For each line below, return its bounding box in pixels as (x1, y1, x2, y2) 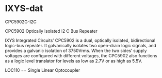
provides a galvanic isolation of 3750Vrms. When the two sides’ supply (5, 48, 147, 53)
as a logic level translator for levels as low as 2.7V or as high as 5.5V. (5, 58, 142, 64)
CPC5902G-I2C (5, 19, 37, 25)
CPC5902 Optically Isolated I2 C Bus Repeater (5, 28, 98, 34)
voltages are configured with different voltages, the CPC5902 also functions (5, 52, 158, 58)
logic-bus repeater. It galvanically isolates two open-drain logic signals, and (5, 42, 157, 48)
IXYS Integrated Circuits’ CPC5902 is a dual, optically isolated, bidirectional (5, 37, 156, 43)
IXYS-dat (5, 3, 43, 14)
